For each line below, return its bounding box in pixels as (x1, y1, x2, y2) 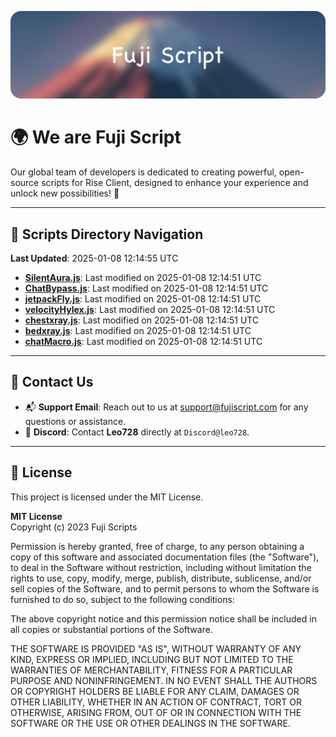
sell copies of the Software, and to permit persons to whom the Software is (10, 582, 320, 595)
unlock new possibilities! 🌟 (10, 187, 120, 200)
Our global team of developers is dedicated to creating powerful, (10, 166, 277, 178)
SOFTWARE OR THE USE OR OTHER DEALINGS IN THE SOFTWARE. (10, 717, 291, 729)
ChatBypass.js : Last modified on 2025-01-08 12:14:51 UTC (24, 282, 269, 295)
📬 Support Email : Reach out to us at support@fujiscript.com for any (24, 401, 309, 413)
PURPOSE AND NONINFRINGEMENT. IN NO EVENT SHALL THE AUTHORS (10, 674, 318, 686)
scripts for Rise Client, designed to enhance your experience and (41, 177, 309, 189)
